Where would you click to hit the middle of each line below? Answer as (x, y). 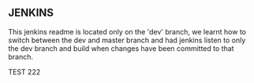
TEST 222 (24, 72)
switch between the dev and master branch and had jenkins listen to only (127, 40)
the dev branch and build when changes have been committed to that (121, 48)
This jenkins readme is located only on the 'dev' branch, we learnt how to (127, 31)
